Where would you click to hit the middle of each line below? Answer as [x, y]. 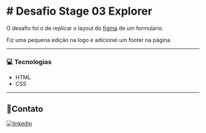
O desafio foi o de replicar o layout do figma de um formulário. [85, 28]
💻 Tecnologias [29, 62]
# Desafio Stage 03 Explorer [79, 11]
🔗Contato [25, 109]
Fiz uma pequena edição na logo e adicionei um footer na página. [89, 40]
